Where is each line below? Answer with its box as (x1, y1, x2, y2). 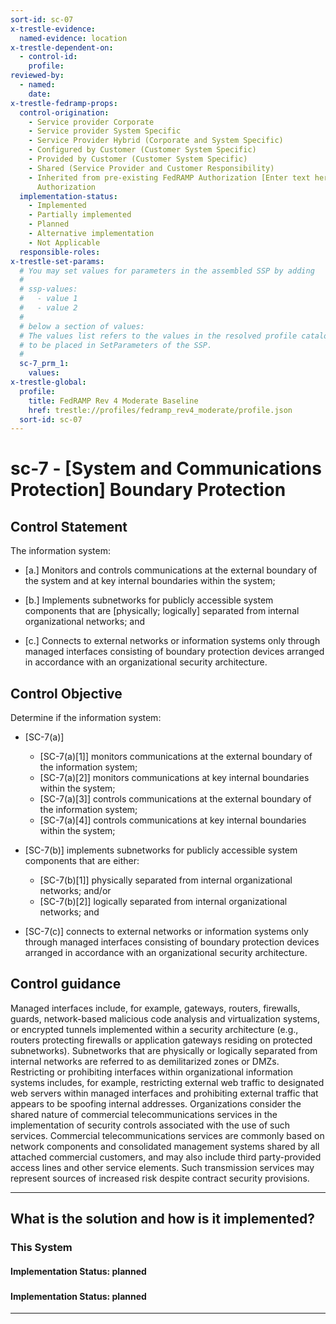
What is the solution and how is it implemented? (10, 1211, 315, 1228)
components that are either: (24, 855, 140, 867)
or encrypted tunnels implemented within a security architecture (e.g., (10, 1023, 299, 1035)
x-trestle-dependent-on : (10, 42, 114, 53)
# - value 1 (19, 294, 78, 304)
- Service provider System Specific (28, 126, 182, 136)
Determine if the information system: (10, 712, 162, 724)
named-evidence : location (19, 33, 128, 43)
